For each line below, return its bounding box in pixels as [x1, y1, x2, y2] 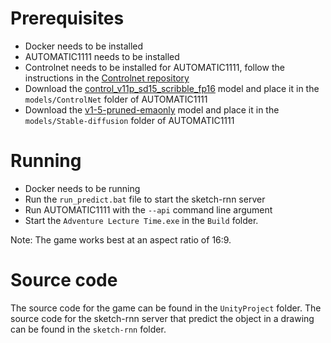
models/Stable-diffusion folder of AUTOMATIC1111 [24, 114, 235, 126]
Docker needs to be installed [24, 40, 144, 52]
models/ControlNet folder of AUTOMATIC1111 [24, 93, 208, 105]
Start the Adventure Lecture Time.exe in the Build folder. [24, 214, 259, 226]
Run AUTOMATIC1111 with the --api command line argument [24, 203, 273, 216]
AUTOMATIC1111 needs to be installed [24, 50, 180, 62]
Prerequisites [10, 7, 125, 30]
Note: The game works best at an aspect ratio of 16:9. [10, 233, 232, 246]
